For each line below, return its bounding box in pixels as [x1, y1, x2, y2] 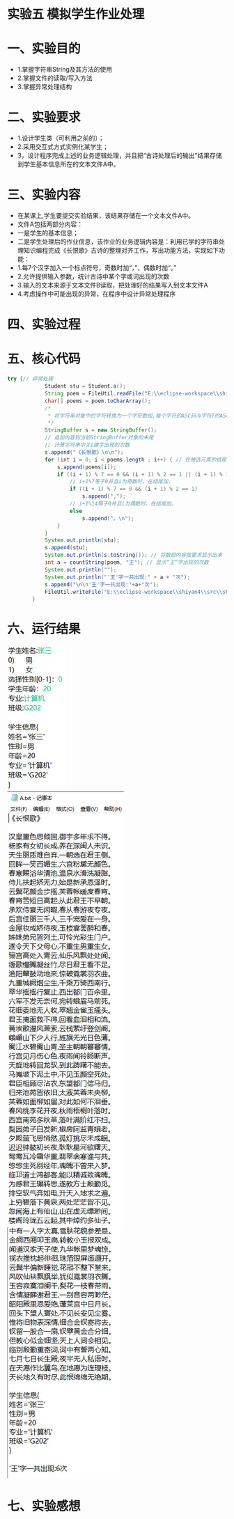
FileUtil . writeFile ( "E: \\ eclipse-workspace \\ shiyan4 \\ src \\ [44, 588, 223, 595]
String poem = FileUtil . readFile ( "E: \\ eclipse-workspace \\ [44, 390, 219, 397]
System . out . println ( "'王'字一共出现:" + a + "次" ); [44, 574, 190, 581]
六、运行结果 [7, 621, 81, 637]
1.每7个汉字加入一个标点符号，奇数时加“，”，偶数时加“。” [17, 264, 177, 271]
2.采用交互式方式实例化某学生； [17, 143, 109, 151]
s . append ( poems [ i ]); [56, 464, 117, 471]
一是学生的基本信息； [17, 229, 79, 237]
